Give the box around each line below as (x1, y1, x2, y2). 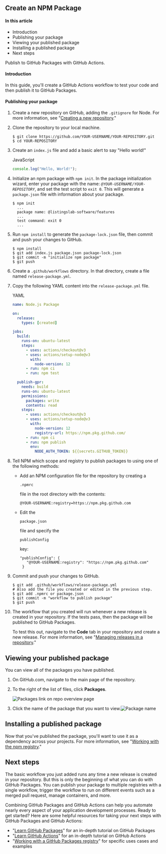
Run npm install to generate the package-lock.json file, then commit (12, 231, 153, 237)
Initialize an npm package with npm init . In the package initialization (12, 175, 152, 181)
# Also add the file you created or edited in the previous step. (12, 587, 153, 592)
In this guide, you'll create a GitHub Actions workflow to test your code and (5, 82, 159, 88)
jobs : (12, 329, 24, 334)
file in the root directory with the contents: (19, 491, 106, 497)
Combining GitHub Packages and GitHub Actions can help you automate (5, 802, 153, 808)
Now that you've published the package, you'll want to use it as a (5, 733, 138, 739)
